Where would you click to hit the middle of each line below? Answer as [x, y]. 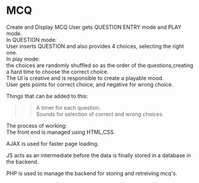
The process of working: [37, 125]
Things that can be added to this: [47, 96]
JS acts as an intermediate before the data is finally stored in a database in [99, 155]
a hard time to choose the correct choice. [57, 71]
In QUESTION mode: [32, 40]
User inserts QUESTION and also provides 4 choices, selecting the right [95, 46]
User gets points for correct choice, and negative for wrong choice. [90, 84]
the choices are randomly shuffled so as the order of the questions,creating [100, 65]
